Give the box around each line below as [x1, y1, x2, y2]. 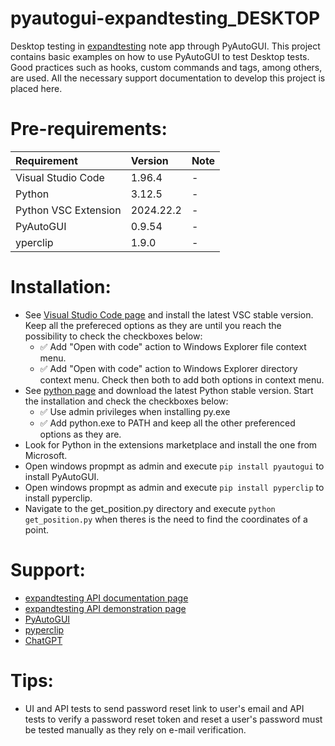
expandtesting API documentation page [24, 592, 189, 604]
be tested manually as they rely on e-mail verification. [24, 723, 247, 736]
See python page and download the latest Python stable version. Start [24, 384, 314, 396]
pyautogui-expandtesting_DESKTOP [10, 7, 321, 30]
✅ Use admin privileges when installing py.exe [39, 405, 231, 417]
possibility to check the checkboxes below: [24, 330, 203, 342]
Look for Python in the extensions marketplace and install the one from [24, 438, 318, 451]
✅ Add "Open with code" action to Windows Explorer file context [39, 340, 307, 352]
